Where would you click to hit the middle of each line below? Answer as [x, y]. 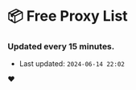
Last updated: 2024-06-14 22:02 [72, 64]
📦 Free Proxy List [68, 16]
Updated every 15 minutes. [61, 47]
